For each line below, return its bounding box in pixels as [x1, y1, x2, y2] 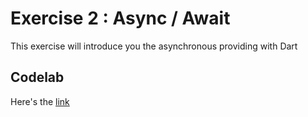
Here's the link [10, 95, 70, 107]
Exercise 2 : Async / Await [10, 7, 231, 30]
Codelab [10, 69, 65, 86]
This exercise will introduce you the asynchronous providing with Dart [10, 40, 298, 52]
